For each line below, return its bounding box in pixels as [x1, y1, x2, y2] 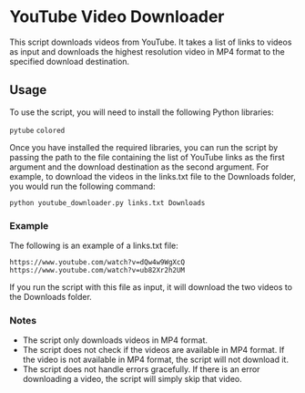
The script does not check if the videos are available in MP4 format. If [22, 345, 285, 356]
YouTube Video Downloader [9, 6, 225, 27]
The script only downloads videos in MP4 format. [22, 335, 208, 346]
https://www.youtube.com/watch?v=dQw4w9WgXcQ [9, 258, 185, 267]
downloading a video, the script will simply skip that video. [22, 374, 243, 385]
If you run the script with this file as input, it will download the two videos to [9, 282, 293, 293]
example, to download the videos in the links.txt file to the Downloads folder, [9, 171, 296, 181]
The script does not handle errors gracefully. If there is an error [22, 364, 260, 375]
